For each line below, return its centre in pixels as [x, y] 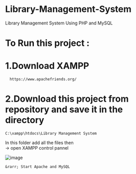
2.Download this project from [67, 99]
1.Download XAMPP [47, 66]
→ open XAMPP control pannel [37, 148]
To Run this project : [47, 43]
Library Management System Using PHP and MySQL [59, 23]
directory [25, 120]
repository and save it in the [64, 109]
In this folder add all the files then [39, 143]
